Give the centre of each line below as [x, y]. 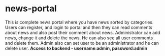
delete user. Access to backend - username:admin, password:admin [76, 48]
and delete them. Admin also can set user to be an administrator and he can [82, 43]
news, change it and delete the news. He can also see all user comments [79, 38]
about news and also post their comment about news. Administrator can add [83, 32]
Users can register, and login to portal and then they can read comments [79, 27]
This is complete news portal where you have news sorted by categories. [79, 22]
